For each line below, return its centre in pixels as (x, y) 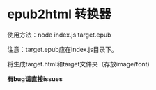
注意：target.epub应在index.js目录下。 (63, 49)
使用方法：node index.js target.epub (59, 35)
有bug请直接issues (35, 79)
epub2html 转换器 (59, 14)
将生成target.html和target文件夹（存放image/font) (78, 64)
